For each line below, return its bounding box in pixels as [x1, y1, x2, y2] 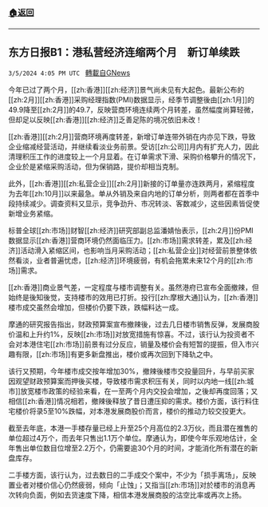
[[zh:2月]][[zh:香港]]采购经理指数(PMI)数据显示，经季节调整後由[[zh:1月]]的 [8, 95, 255, 105]
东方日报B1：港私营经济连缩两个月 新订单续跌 [8, 46, 240, 59]
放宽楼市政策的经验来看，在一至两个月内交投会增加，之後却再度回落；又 [20, 386, 258, 396]
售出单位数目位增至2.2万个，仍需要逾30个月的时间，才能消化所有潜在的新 [14, 443, 258, 453]
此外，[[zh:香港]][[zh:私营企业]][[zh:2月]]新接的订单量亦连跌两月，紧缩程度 [8, 179, 255, 188]
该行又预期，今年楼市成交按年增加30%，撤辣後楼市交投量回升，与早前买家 [8, 366, 255, 376]
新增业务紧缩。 [8, 209, 57, 219]
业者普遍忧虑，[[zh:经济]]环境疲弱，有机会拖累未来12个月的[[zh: [35, 255, 246, 265]
